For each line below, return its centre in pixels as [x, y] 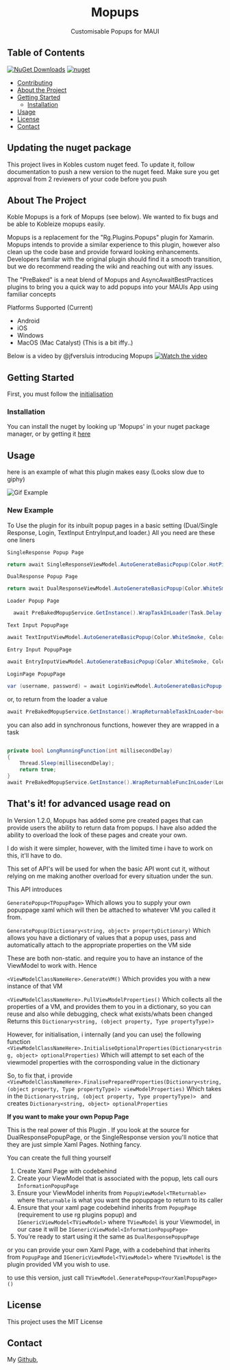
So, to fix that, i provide [40, 1075]
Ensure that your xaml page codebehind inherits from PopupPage [107, 1207]
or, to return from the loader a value [57, 699]
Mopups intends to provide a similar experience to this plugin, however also [114, 245]
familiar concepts [31, 295]
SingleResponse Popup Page [46, 552]
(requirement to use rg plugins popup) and [77, 1215]
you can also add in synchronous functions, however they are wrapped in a [113, 725]
